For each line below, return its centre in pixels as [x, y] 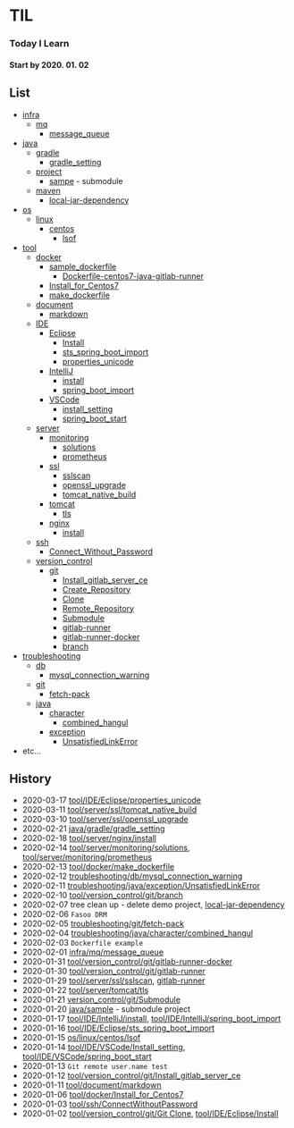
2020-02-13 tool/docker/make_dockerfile [98, 867]
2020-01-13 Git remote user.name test [95, 1066]
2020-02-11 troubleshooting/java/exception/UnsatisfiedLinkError [141, 886]
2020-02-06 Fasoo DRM [64, 914]
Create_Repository [97, 589]
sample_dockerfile [83, 266]
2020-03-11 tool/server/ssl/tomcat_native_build [109, 810]
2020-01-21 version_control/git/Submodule [101, 1000]
